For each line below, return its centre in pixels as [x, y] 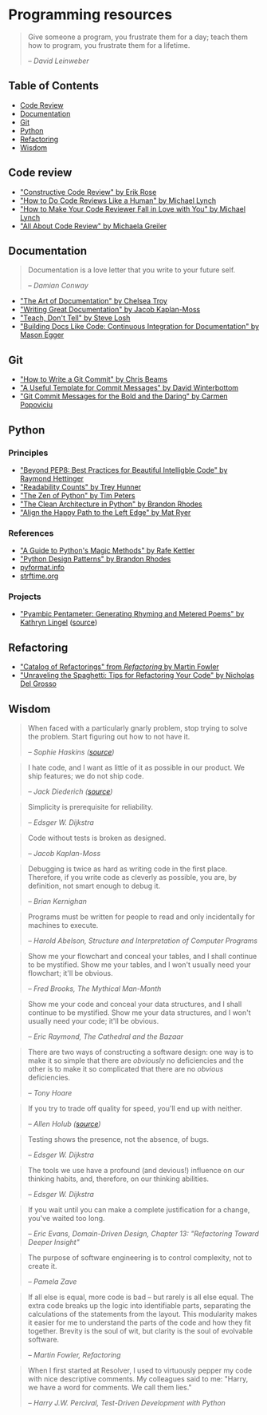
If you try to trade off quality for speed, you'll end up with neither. [135, 1108]
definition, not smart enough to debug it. [94, 886]
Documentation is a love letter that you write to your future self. [132, 270]
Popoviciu [36, 405]
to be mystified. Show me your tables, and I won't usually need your [139, 965]
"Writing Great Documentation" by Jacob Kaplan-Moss [110, 310]
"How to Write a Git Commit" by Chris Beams [94, 379]
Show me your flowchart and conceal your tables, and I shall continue [142, 957]
